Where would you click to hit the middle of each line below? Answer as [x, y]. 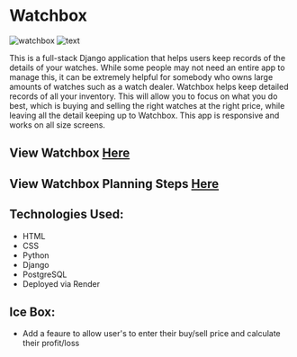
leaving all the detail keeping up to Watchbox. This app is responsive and [144, 115]
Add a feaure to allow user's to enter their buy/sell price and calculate [151, 334]
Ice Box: [32, 312]
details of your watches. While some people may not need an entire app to [147, 67]
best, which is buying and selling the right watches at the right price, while [147, 105]
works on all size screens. [58, 125]
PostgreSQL [45, 274]
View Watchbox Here [70, 153]
